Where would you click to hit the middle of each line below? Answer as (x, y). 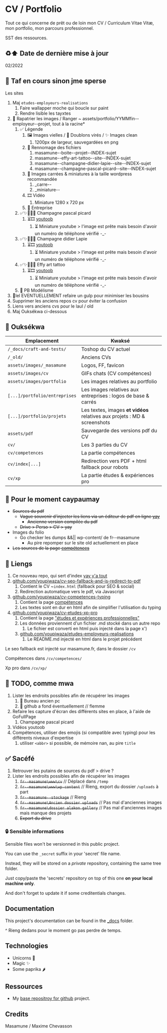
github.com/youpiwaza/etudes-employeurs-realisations (77, 634)
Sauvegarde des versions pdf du (119, 431)
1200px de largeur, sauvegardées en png (77, 142)
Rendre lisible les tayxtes (45, 113)
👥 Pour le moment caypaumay (52, 499)
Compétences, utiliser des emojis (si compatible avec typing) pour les (84, 732)
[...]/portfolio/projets (37, 416)
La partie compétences (108, 453)
